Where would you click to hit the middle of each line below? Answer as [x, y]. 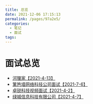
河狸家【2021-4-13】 [34, 78]
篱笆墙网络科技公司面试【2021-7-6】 [50, 84]
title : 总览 [17, 10]
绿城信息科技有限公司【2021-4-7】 [48, 97]
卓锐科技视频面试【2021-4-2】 [44, 90]
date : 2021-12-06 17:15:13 [33, 14]
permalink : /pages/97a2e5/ [33, 19]
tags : [11, 38]
